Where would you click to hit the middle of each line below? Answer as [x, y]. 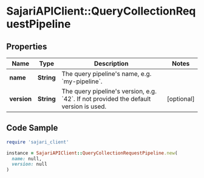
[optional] [181, 99]
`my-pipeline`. [82, 81]
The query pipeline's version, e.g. [109, 91]
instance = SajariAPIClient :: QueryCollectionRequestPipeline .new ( [92, 153]
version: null [29, 164]
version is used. [84, 106]
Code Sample [32, 128]
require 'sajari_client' [38, 142]
